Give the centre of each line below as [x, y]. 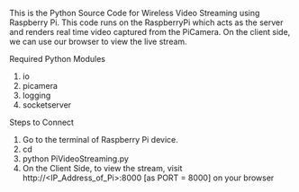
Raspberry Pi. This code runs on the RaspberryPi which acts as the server [146, 22]
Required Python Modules [58, 59]
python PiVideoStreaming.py [75, 159]
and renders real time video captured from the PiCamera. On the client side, [150, 32]
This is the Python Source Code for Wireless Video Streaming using [135, 13]
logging [36, 95]
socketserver [47, 105]
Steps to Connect [42, 122]
